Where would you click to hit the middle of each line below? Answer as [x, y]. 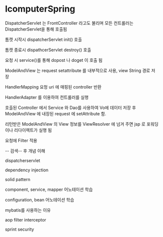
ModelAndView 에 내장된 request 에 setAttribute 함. [56, 113]
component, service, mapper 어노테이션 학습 [49, 189]
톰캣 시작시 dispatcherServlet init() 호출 [44, 39]
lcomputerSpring [40, 9]
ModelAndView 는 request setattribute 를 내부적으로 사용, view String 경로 [78, 70]
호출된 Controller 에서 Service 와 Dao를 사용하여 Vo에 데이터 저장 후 [71, 108]
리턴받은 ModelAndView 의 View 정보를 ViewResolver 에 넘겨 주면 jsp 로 [75, 124]
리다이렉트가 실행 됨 [33, 130]
